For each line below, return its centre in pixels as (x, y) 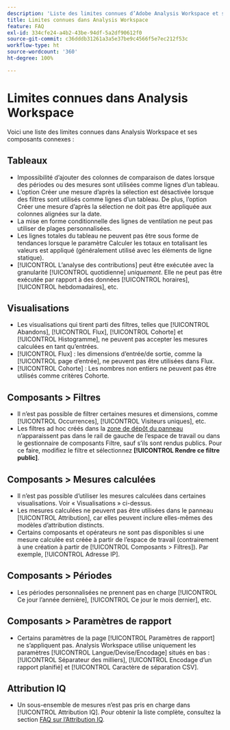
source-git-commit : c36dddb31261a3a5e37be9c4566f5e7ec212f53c (98, 39)
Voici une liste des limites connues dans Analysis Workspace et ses (102, 132)
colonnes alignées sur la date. (59, 214)
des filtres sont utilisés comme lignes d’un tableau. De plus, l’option (112, 199)
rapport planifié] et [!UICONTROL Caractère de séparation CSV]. (108, 667)
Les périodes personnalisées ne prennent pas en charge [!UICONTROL (117, 592)
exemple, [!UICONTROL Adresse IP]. (68, 554)
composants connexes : (41, 139)
